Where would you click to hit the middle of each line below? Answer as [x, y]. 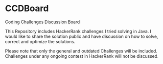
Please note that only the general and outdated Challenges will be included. [81, 51]
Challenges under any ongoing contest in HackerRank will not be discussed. [82, 56]
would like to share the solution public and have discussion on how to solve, [81, 36]
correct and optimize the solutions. [40, 41]
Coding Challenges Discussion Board [43, 22]
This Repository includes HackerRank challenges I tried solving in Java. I [78, 31]
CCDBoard [27, 8]
